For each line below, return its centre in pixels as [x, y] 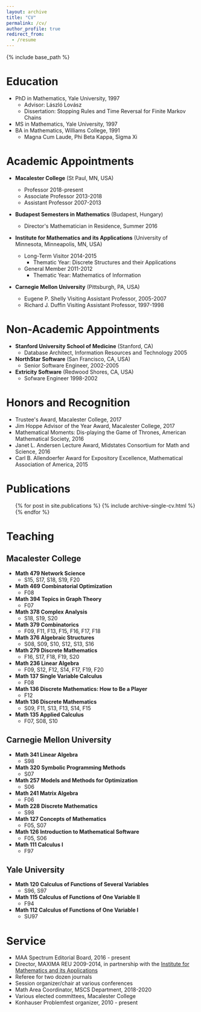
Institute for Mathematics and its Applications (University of [91, 238]
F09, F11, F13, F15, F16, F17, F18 [62, 631]
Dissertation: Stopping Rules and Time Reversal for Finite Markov [105, 111]
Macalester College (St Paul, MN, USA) [64, 178]
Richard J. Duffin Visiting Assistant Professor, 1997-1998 [94, 305]
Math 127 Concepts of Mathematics [61, 819]
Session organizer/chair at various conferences [74, 984]
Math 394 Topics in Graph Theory [58, 598]
